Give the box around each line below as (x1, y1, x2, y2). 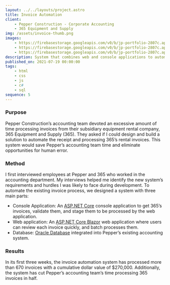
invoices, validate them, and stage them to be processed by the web (12, 208, 155, 214)
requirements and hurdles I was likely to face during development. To (5, 182, 150, 188)
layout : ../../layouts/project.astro (5, 7, 85, 13)
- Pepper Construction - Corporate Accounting (14, 21, 114, 27)
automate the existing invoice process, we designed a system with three (5, 187, 156, 193)
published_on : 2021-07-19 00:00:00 (5, 59, 80, 64)
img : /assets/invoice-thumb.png (5, 31, 73, 36)
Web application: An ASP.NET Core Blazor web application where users (12, 219, 162, 225)
